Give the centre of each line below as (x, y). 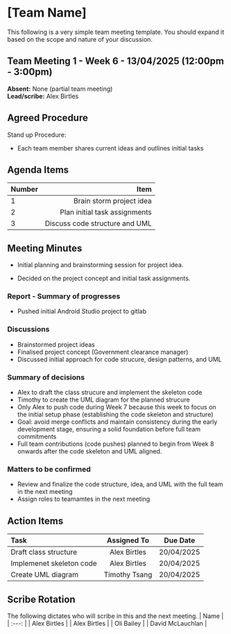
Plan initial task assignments (106, 212)
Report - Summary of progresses (64, 296)
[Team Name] (47, 13)
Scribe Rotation (41, 599)
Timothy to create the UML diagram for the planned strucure (103, 400)
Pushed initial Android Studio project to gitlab (82, 311)
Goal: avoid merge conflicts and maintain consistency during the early (117, 422)
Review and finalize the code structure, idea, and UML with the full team (120, 484)
